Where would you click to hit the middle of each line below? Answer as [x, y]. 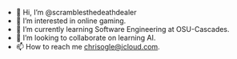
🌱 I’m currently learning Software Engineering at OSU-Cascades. [123, 29]
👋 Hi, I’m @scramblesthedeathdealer [76, 12]
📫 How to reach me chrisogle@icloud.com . [88, 47]
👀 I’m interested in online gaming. [71, 21]
